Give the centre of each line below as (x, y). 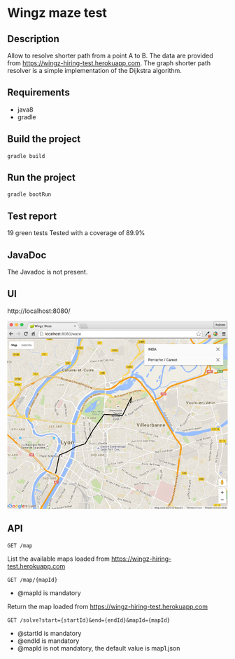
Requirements (38, 93)
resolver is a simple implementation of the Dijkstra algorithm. (94, 71)
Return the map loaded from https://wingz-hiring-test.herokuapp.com (108, 606)
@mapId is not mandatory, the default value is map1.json (99, 648)
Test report (32, 216)
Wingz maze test (57, 13)
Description (33, 39)
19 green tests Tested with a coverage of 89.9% (76, 233)
